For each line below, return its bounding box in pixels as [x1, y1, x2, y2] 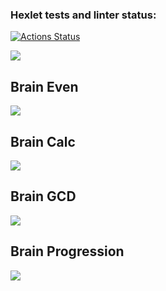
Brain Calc [10, 133, 76, 150]
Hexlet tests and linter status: [10, 8, 157, 22]
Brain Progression [10, 243, 125, 260]
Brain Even [10, 78, 79, 95]
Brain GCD [10, 188, 77, 205]
